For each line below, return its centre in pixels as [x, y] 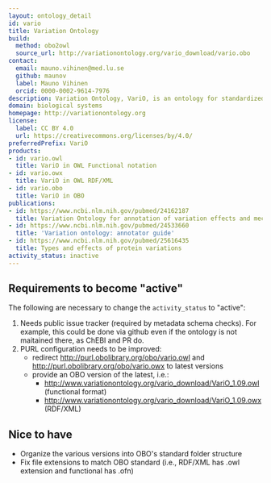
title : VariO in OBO [50, 196]
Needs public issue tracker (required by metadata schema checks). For [138, 323]
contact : [23, 61]
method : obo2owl [43, 46]
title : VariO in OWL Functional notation [86, 166]
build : [19, 38]
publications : [32, 203]
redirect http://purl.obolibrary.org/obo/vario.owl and [119, 358]
